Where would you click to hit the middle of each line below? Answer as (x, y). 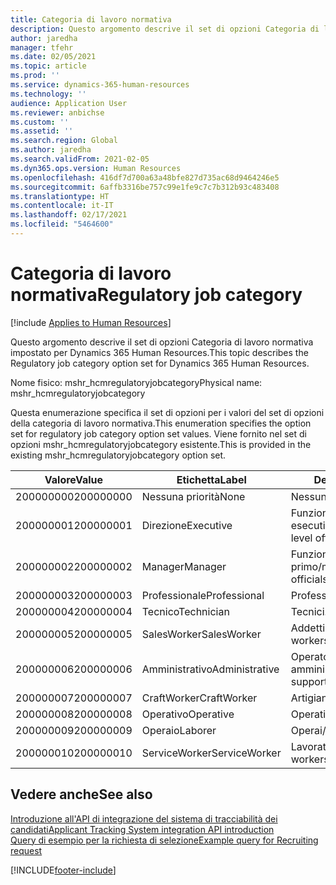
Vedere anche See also (81, 794)
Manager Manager (184, 566)
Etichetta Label (211, 479)
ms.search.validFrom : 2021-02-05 (80, 159)
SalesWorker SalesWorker (201, 634)
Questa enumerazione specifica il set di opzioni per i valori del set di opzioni (167, 412)
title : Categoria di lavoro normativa (91, 19)
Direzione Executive (187, 525)
